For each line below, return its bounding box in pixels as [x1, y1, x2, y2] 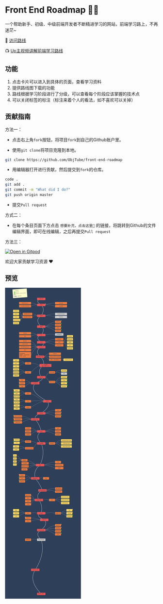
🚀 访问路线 [5, 37, 27, 43]
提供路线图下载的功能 [12, 85, 55, 90]
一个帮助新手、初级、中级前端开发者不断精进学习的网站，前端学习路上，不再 [5, 21, 158, 27]
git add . [5, 182, 25, 187]
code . [5, 177, 18, 182]
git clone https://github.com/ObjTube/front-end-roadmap [5, 157, 123, 162]
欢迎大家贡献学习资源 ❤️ [5, 259, 53, 264]
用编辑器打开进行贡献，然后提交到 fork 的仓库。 [12, 167, 106, 173]
